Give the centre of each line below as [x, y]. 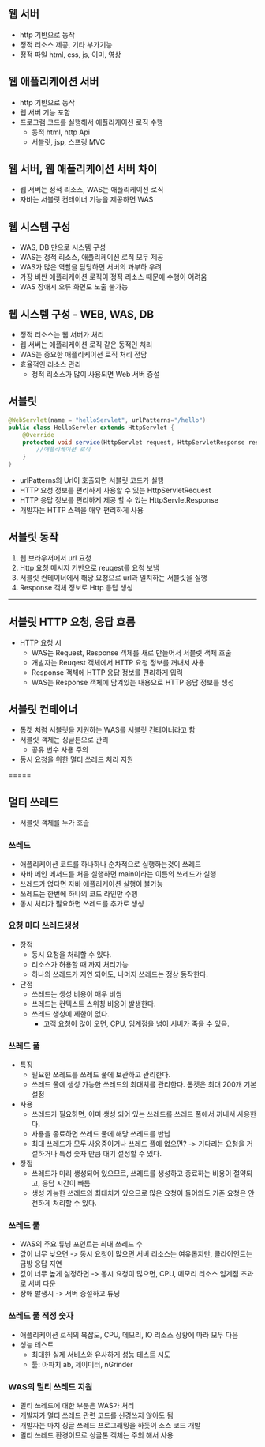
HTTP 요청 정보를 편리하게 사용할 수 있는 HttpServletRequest [115, 490]
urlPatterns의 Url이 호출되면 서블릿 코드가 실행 [91, 480]
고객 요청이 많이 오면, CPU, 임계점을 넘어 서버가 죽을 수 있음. [136, 1023]
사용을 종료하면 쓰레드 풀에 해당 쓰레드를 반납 [101, 1134]
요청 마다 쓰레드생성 [44, 925]
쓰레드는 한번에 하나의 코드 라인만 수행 [78, 893]
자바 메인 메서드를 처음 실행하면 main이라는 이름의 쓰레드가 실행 [118, 874]
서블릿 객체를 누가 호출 [54, 823]
